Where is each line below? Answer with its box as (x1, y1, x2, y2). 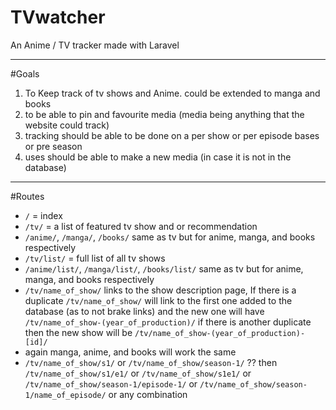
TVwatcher (10, 6, 106, 29)
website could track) (24, 119, 110, 131)
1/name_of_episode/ (24, 390, 107, 400)
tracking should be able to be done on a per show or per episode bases (24, 129, 320, 141)
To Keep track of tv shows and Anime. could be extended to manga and (24, 87, 321, 99)
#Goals (10, 67, 40, 80)
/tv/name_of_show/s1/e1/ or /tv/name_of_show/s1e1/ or (24, 367, 252, 379)
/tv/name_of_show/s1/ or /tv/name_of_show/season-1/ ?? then (24, 356, 278, 368)
